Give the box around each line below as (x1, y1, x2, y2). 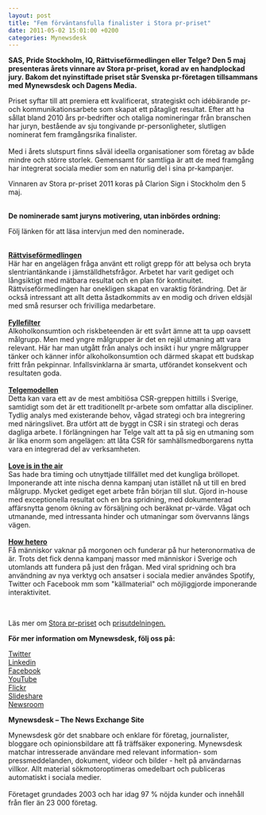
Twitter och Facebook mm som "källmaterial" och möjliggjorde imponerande (8, 579, 257, 589)
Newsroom (8, 700, 44, 709)
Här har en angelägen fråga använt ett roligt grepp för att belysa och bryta (8, 259, 252, 268)
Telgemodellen (8, 386, 59, 395)
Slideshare (8, 691, 44, 701)
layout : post (8, 11, 52, 20)
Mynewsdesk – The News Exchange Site (8, 715, 145, 725)
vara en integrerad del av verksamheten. (8, 444, 141, 454)
